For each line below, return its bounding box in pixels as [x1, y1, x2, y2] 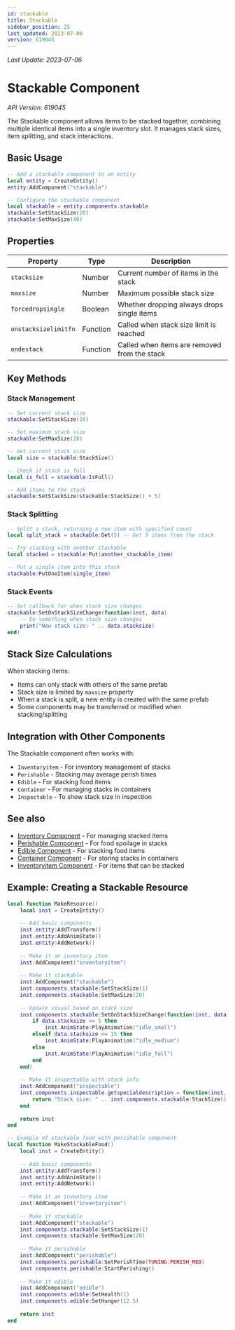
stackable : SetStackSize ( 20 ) [7, 210, 90, 217]
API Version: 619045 [7, 103, 66, 112]
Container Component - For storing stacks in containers [17, 854, 178, 862]
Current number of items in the [117, 268, 219, 278]
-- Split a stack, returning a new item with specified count [7, 525, 192, 532]
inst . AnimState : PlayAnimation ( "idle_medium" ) [44, 1037, 180, 1044]
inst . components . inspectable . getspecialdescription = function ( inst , [20, 1089, 227, 1096]
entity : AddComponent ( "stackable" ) [7, 184, 108, 191]
